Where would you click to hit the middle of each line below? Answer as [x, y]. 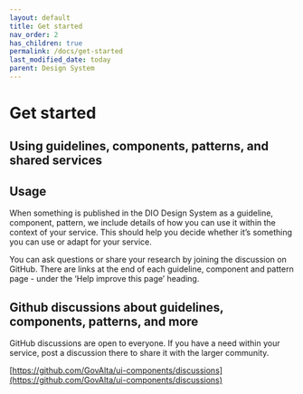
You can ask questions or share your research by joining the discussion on [148, 260]
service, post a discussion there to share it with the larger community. [139, 353]
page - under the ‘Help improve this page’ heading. [104, 279]
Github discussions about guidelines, [117, 308]
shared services [56, 161]
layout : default [40, 18]
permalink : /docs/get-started [66, 52]
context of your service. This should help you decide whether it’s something [151, 233]
